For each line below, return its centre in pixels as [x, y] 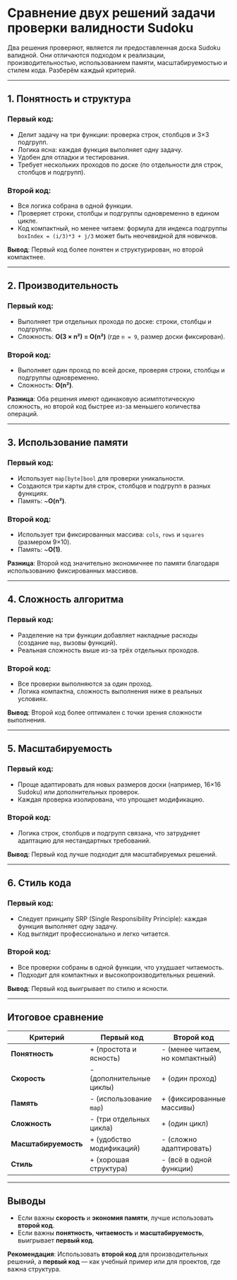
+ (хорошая [109, 1159]
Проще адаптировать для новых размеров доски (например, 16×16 [119, 784]
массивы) [178, 1108]
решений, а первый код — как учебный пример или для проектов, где [114, 1262]
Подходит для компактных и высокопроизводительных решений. [116, 975]
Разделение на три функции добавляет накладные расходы [108, 635]
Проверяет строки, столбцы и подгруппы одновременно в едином [119, 213]
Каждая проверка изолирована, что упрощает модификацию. [111, 799]
